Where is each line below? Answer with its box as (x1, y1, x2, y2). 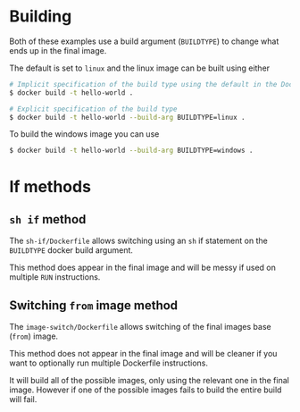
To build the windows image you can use (9, 129, 160, 139)
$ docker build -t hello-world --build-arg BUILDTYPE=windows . (9, 146, 254, 156)
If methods (9, 176, 92, 197)
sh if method (9, 212, 87, 227)
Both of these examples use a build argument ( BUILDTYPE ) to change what (9, 36, 279, 46)
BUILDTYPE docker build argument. (9, 245, 134, 256)
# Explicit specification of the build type (9, 105, 178, 114)
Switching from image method (9, 298, 179, 313)
